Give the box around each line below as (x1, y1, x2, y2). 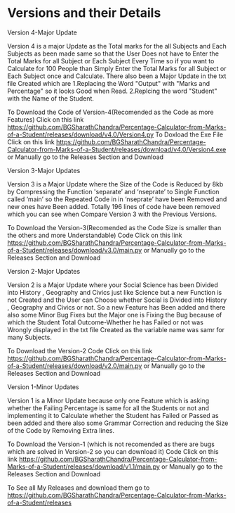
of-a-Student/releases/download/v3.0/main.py (7, 246, 142, 254)
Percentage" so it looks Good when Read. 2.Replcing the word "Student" (7, 87, 217, 95)
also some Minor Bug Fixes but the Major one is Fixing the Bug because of (7, 310, 222, 319)
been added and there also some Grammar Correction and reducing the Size (7, 419, 229, 427)
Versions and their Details (7, 5, 161, 21)
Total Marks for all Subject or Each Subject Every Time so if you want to (7, 56, 215, 65)
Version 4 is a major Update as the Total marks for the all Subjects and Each (7, 42, 227, 50)
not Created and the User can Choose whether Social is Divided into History (7, 296, 227, 304)
